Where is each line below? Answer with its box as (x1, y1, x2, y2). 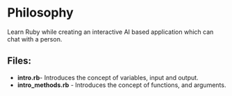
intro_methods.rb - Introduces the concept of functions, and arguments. (17, 81, 226, 89)
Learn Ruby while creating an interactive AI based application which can (7, 28, 214, 36)
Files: (7, 55, 31, 67)
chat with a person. (7, 35, 63, 43)
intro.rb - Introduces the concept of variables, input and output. (17, 73, 199, 81)
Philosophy (7, 5, 74, 21)
